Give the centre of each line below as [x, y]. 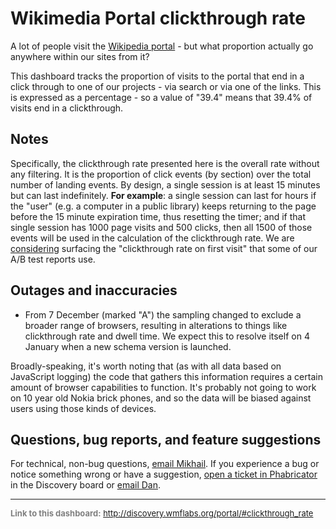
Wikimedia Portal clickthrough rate [158, 18]
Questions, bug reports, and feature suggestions [166, 439]
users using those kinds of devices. [83, 408]
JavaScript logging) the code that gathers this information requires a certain [166, 376]
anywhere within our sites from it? [80, 56]
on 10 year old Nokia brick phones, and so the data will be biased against [161, 398]
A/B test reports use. [53, 259]
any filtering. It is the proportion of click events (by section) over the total [161, 174]
